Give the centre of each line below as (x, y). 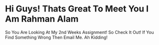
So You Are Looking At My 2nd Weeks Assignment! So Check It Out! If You (79, 32)
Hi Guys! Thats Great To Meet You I (77, 9)
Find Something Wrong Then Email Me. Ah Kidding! (56, 37)
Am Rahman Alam (42, 19)
